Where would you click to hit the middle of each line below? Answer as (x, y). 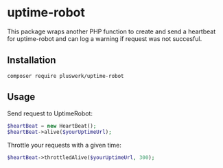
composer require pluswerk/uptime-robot (66, 76)
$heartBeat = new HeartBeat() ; (52, 126)
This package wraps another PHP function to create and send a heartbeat (111, 31)
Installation (32, 60)
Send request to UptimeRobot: (50, 113)
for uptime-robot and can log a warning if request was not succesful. (105, 38)
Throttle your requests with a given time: (64, 145)
